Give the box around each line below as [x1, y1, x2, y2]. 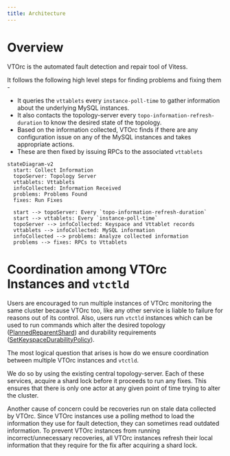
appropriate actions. [16, 140, 74, 148]
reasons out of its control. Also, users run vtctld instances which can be [7, 313, 213, 321]
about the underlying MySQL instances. [16, 104, 130, 112]
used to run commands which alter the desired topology [7, 321, 166, 329]
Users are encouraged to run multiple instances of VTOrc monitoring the [7, 299, 212, 307]
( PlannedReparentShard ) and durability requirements [7, 328, 157, 337]
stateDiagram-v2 [7, 161, 54, 168]
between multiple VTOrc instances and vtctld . [7, 356, 139, 364]
